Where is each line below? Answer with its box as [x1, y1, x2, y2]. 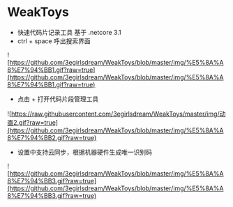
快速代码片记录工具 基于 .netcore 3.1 [17, 28, 121, 36]
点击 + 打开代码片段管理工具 [17, 95, 99, 103]
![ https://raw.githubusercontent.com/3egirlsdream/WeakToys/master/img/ [7, 109, 220, 118]
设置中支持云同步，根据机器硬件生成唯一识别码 [17, 148, 152, 156]
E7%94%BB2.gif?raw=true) [17, 133, 97, 141]
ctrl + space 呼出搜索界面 [17, 36, 91, 45]
